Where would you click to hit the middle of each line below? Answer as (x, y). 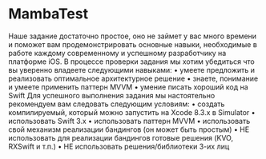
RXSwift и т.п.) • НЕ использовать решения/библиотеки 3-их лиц (119, 146)
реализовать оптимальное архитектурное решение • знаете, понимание (133, 78)
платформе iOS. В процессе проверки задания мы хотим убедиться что (131, 62)
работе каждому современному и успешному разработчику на (117, 53)
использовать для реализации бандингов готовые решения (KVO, (121, 137)
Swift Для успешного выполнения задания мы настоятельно (112, 95)
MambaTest (48, 14)
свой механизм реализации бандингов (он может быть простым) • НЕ (129, 129)
